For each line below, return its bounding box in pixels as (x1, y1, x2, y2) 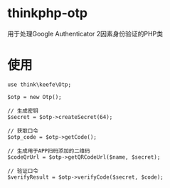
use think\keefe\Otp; (7, 80, 72, 88)
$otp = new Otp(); (7, 93, 62, 100)
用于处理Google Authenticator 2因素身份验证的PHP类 (7, 29, 164, 38)
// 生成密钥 (7, 107, 39, 115)
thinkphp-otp (7, 5, 87, 21)
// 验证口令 (7, 167, 39, 174)
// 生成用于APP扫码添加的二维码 (7, 147, 90, 155)
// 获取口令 (7, 127, 39, 135)
